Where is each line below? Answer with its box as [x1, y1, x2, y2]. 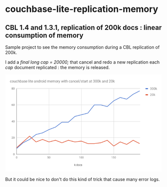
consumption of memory [5, 31, 83, 39]
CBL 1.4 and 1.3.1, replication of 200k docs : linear [5, 23, 162, 32]
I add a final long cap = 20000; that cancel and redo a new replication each [5, 59, 160, 65]
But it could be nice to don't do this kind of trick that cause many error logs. [5, 176, 160, 182]
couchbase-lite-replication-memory [5, 3, 158, 15]
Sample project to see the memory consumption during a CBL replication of [5, 44, 160, 50]
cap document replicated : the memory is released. [5, 65, 110, 70]
